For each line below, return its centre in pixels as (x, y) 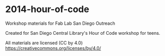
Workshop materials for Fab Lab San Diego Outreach (60, 23)
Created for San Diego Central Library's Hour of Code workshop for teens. (83, 33)
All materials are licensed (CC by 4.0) (44, 43)
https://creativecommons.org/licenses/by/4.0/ (53, 48)
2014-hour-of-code (47, 9)
